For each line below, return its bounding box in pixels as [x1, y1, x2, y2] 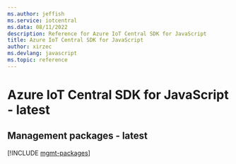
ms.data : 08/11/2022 [7, 23, 69, 30]
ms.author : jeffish [7, 10, 65, 18]
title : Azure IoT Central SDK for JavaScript [7, 37, 143, 44]
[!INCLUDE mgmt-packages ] [7, 148, 90, 157]
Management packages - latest [7, 130, 148, 142]
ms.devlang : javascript [7, 50, 78, 57]
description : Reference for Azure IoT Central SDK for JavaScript [7, 30, 207, 37]
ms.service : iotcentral [7, 17, 78, 24]
